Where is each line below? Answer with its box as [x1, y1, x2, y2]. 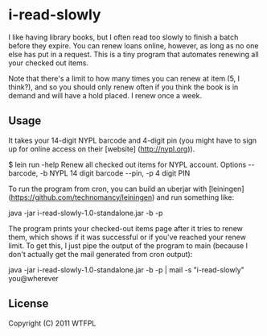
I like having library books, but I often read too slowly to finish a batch [8, 32, 239, 42]
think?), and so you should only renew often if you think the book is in [8, 82, 239, 92]
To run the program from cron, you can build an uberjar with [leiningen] [8, 184, 244, 193]
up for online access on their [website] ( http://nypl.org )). [8, 143, 195, 154]
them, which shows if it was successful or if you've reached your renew [8, 232, 247, 242]
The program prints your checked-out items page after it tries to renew [8, 223, 244, 233]
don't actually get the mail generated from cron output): [8, 249, 193, 259]
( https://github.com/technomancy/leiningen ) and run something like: [8, 192, 235, 202]
